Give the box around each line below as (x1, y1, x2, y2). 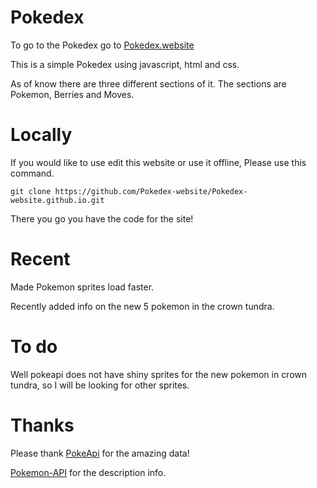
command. (10, 167, 55, 179)
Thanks (10, 414, 75, 436)
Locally (10, 124, 73, 146)
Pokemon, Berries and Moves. (10, 88, 135, 100)
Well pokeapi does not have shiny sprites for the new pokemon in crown (10, 368, 308, 380)
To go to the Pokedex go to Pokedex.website (10, 39, 195, 51)
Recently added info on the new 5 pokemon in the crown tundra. (10, 300, 275, 312)
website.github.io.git (10, 195, 105, 205)
